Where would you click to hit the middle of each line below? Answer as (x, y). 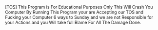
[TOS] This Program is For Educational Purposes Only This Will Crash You (79, 7)
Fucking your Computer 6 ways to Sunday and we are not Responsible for (79, 17)
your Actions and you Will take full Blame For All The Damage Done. (73, 22)
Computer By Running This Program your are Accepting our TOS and (74, 12)
